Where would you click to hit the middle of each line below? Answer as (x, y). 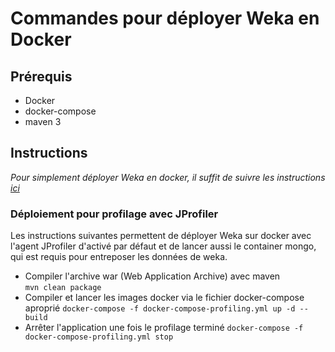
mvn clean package (63, 288)
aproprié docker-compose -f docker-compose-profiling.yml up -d (160, 308)
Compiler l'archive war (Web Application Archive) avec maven (152, 276)
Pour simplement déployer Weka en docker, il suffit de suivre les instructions (168, 177)
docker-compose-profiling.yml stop (99, 337)
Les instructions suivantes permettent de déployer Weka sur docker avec (161, 236)
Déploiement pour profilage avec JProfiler (114, 214)
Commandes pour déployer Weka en (165, 18)
